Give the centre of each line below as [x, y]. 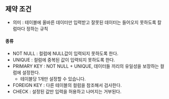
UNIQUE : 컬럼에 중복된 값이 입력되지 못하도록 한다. [64, 60]
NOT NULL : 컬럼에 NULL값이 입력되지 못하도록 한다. [65, 54]
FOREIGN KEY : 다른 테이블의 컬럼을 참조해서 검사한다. [67, 85]
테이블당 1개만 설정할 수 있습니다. [53, 79]
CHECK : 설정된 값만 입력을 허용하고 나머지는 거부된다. [67, 92]
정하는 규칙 [37, 28]
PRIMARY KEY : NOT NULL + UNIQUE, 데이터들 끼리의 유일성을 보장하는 [86, 66]
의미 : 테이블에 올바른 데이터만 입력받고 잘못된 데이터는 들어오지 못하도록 [84, 22]
